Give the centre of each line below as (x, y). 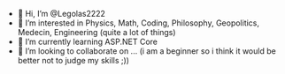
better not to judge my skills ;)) (73, 60)
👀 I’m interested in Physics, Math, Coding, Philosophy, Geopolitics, (138, 23)
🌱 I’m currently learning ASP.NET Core (87, 41)
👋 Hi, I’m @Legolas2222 (62, 14)
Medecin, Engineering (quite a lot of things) (96, 32)
